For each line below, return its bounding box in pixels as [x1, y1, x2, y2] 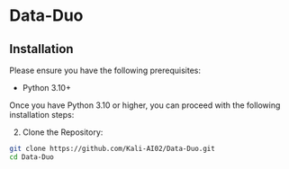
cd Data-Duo [9, 152, 54, 162]
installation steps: [9, 110, 75, 120]
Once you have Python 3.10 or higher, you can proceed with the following [9, 100, 281, 111]
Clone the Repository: [22, 127, 104, 138]
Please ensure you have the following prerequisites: [9, 65, 201, 76]
